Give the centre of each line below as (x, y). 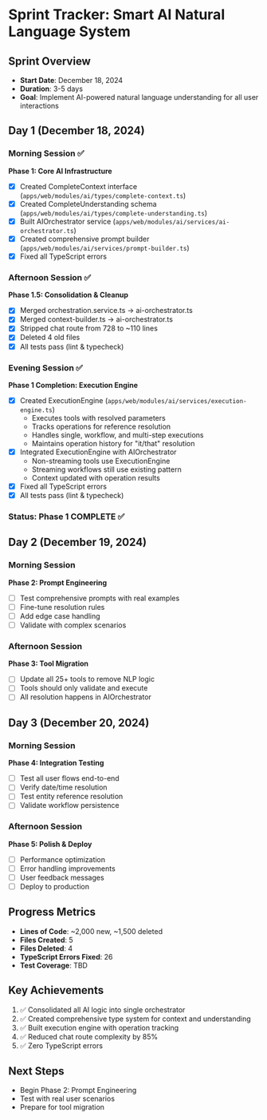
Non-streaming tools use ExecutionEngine (101, 461)
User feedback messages (62, 877)
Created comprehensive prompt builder (84, 239)
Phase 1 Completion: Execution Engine (73, 385)
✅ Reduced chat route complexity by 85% (88, 1036)
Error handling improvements (67, 869)
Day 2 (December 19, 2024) (78, 542)
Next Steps (36, 1071)
